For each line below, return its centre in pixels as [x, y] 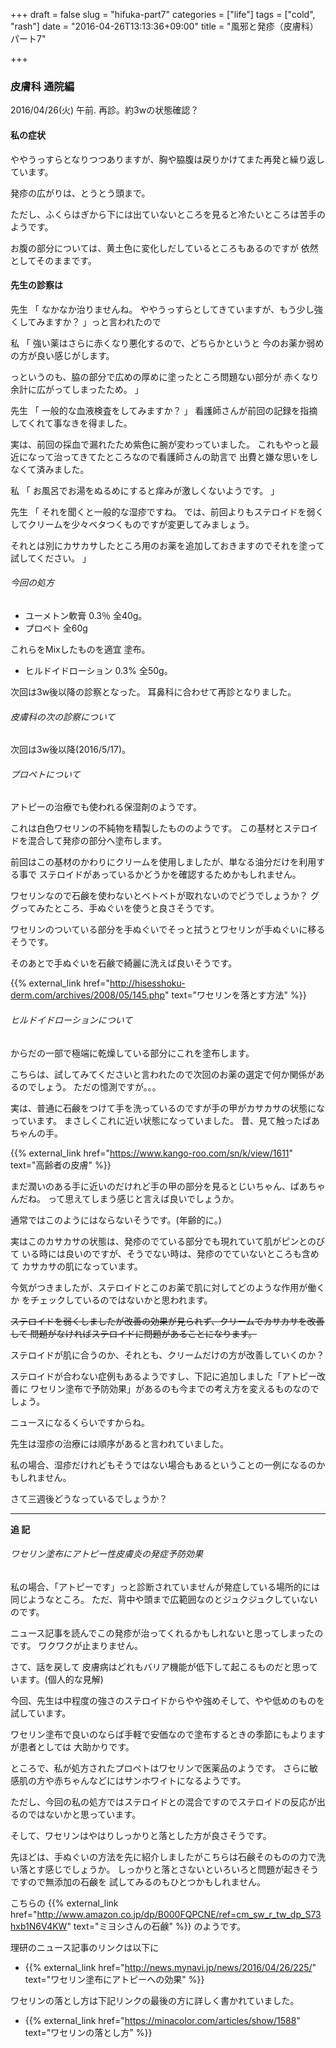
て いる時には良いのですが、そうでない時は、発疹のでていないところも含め [165, 1253]
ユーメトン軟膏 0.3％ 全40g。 [86, 615]
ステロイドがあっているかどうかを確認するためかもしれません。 [170, 875]
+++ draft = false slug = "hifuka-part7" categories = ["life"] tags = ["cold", [163, 14]
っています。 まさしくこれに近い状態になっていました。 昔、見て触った [156, 1120]
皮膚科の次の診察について [63, 716]
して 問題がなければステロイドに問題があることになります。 [134, 1333]
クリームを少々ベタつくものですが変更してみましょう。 [141, 524]
